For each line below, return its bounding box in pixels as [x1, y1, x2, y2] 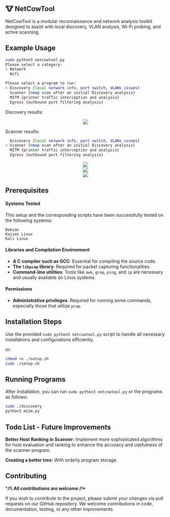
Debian [5, 227, 19, 232]
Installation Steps [5, 318, 62, 326]
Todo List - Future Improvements [5, 423, 111, 431]
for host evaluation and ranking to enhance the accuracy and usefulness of [5, 442, 163, 448]
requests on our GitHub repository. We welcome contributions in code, [5, 500, 154, 507]
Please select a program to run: [5, 81, 76, 86]
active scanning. [5, 29, 40, 35]
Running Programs [5, 375, 66, 383]
